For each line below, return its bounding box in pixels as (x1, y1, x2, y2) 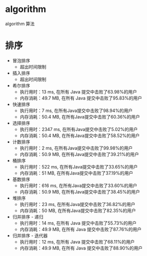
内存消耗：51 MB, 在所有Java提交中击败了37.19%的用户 (19, 170, 134, 176)
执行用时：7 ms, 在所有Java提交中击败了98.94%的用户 (19, 107, 133, 113)
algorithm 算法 (5, 20, 35, 26)
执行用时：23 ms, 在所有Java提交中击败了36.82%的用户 (19, 201, 136, 207)
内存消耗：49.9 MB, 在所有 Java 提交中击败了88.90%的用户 (19, 245, 143, 251)
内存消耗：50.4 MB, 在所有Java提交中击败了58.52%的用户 (19, 132, 140, 138)
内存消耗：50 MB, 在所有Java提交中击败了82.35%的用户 (19, 207, 136, 213)
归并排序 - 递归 (12, 213, 44, 219)
